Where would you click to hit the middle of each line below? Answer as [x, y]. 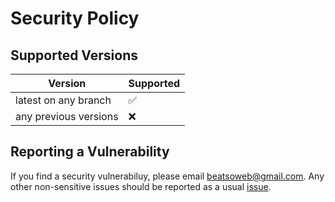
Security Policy [75, 18]
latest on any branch [63, 100]
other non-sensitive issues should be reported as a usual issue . [141, 186]
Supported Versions [74, 55]
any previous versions [67, 116]
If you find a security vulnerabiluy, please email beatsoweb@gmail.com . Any [167, 176]
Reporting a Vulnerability [90, 152]
